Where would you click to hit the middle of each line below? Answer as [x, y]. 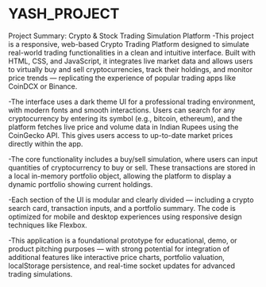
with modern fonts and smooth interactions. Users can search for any [122, 110]
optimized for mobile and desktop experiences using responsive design [125, 216]
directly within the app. [46, 143]
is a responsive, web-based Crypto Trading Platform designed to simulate [129, 44]
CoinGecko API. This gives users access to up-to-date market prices [121, 135]
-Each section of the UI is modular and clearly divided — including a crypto [131, 200]
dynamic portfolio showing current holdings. [81, 184]
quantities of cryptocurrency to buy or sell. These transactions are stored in [132, 167]
